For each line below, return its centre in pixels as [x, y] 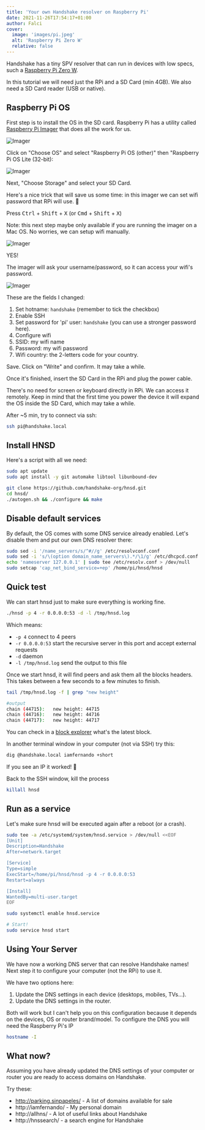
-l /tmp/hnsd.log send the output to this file [71, 662]
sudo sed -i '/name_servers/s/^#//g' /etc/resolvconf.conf [83, 551]
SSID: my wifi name [40, 342]
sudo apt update [27, 471]
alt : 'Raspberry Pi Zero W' [48, 40]
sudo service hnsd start [38, 930]
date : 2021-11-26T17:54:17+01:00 [49, 18]
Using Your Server [42, 949]
